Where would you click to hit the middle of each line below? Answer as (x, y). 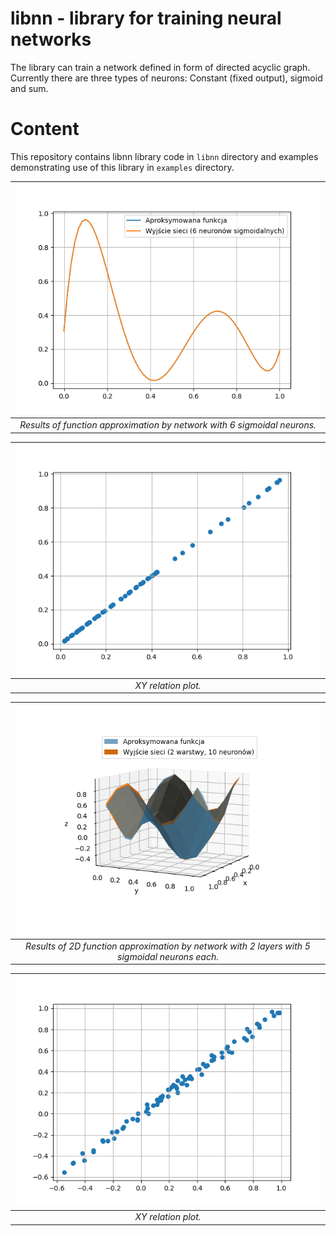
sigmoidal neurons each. (168, 956)
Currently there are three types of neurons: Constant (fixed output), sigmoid (166, 78)
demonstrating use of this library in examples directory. (122, 167)
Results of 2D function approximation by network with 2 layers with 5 (168, 946)
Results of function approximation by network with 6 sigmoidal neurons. (168, 425)
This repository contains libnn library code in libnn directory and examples (164, 156)
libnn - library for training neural (146, 18)
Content (45, 129)
